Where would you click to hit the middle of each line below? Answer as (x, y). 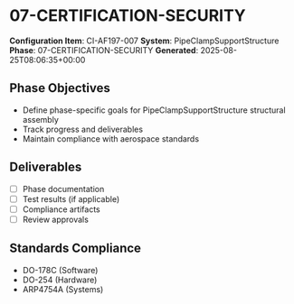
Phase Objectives (60, 88)
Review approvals (55, 219)
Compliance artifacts (62, 209)
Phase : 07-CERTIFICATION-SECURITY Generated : (104, 50)
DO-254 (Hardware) (60, 280)
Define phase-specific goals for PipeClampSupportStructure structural (154, 110)
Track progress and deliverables (82, 129)
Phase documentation (63, 189)
